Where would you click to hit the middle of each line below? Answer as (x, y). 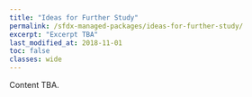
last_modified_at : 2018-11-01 (66, 43)
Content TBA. (35, 85)
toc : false (30, 51)
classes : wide (36, 59)
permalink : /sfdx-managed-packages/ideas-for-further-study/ (126, 26)
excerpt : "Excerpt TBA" (54, 34)
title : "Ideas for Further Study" (74, 18)
